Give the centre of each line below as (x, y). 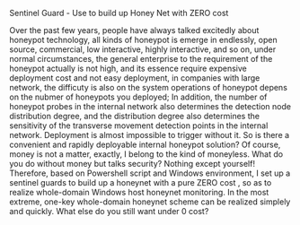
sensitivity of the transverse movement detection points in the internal (139, 125)
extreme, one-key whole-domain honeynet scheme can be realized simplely (150, 202)
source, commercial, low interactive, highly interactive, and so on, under (143, 49)
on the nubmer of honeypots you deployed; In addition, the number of (138, 97)
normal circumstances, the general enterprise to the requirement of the (141, 59)
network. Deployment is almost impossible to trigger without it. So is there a (150, 135)
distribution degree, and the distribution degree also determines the (135, 116)
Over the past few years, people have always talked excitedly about (134, 30)
